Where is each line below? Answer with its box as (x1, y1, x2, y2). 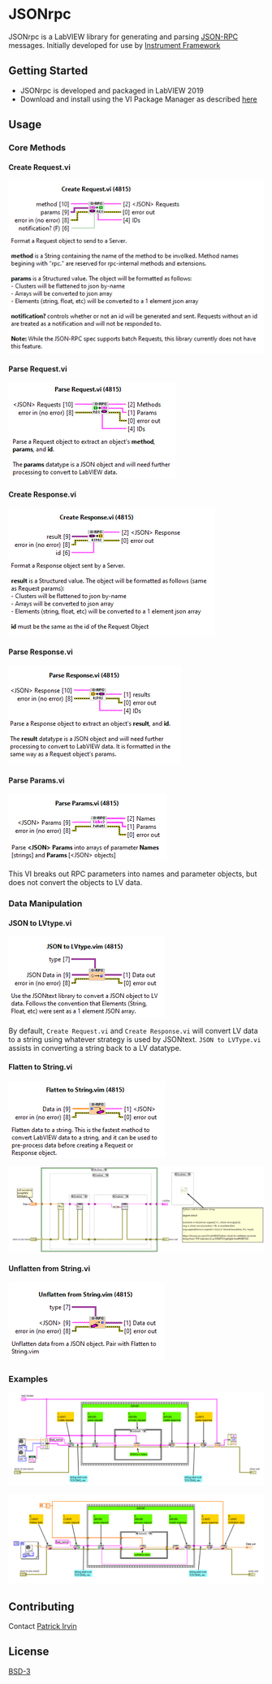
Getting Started (8, 64, 89, 78)
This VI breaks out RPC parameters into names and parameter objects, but (8, 869, 257, 879)
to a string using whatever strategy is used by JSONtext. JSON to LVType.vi (8, 1035, 261, 1044)
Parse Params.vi (8, 775, 65, 785)
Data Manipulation (8, 898, 83, 909)
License (8, 1645, 50, 1659)
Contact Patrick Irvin (8, 1621, 77, 1631)
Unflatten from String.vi (8, 1264, 91, 1274)
